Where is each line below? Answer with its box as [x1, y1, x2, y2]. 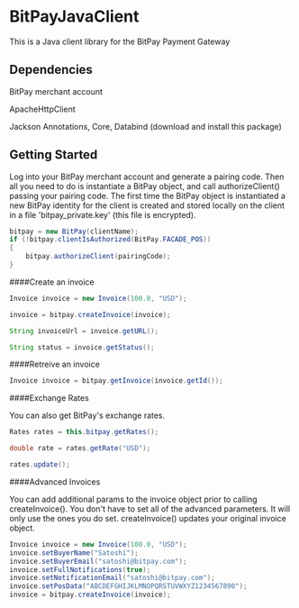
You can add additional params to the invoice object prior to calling [9, 494, 258, 504]
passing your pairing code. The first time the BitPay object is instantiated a [9, 190, 286, 201]
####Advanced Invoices [9, 476, 101, 487]
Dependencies [9, 62, 93, 77]
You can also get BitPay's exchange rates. [9, 410, 166, 421]
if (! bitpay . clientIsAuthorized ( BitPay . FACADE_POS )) [9, 235, 212, 244]
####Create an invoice [9, 277, 95, 287]
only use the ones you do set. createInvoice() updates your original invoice [9, 513, 286, 523]
